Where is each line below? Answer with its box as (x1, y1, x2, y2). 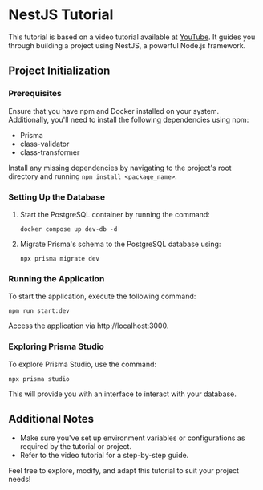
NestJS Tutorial (8, 6, 114, 24)
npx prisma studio (8, 375, 70, 383)
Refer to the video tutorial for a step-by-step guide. (19, 451, 189, 460)
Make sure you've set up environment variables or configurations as (19, 433, 245, 443)
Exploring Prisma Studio (8, 341, 104, 352)
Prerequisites (8, 88, 62, 99)
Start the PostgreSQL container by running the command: (19, 209, 210, 219)
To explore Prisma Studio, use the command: (8, 359, 157, 369)
